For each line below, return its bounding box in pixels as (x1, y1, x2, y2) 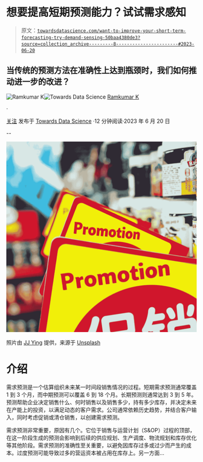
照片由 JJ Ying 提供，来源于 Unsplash (6, 339, 101, 346)
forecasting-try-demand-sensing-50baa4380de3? (21, 34, 141, 41)
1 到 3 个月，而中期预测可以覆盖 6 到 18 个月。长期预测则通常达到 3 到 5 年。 (6, 391, 197, 398)
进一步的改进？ (14, 77, 70, 87)
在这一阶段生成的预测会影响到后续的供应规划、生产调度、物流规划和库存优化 (6, 434, 197, 441)
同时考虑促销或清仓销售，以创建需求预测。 (16, 414, 123, 421)
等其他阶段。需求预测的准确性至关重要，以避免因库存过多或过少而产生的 (6, 441, 186, 449)
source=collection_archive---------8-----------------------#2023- (21, 41, 195, 47)
